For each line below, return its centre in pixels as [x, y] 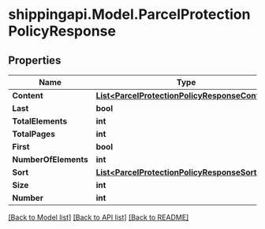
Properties [35, 60]
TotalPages [34, 134]
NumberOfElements [50, 159]
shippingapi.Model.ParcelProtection [129, 15]
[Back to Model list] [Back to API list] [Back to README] [99, 217]
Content [28, 96]
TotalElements [40, 121]
